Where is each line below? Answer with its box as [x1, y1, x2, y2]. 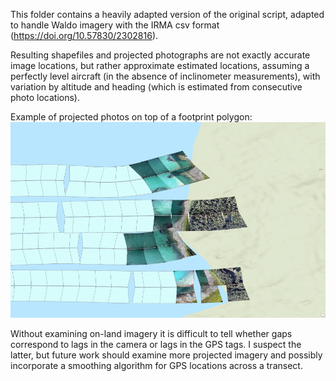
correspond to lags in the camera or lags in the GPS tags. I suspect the [10, 339, 302, 351]
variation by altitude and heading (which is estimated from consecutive [10, 81, 303, 93]
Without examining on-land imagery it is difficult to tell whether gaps [10, 328, 293, 340]
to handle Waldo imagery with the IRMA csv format [10, 19, 220, 31]
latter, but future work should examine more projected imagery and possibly [10, 349, 323, 361]
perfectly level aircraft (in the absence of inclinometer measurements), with [10, 70, 321, 82]
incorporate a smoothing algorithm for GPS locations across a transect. [10, 360, 303, 372]
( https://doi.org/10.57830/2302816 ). [10, 30, 159, 41]
